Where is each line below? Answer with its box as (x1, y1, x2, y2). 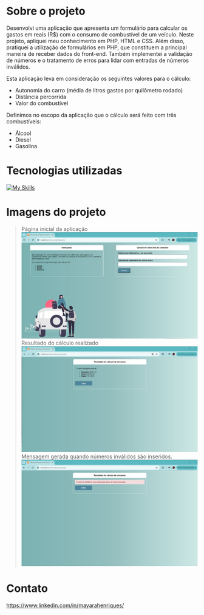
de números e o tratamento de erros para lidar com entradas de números (6, 57, 189, 64)
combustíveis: (6, 117, 41, 125)
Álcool (15, 129, 32, 137)
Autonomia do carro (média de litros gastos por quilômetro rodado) (15, 86, 183, 94)
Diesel (15, 136, 32, 143)
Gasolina (15, 142, 38, 149)
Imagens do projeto (6, 205, 106, 219)
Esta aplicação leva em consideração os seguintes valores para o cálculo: (6, 75, 191, 82)
